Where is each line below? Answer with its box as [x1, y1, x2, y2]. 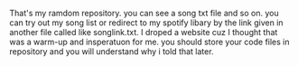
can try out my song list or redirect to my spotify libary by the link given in [9, 17, 284, 28]
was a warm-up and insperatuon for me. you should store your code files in [9, 36, 291, 47]
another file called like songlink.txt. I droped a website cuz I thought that [9, 27, 278, 37]
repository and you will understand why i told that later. [9, 46, 214, 57]
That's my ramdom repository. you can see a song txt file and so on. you [9, 8, 279, 18]
